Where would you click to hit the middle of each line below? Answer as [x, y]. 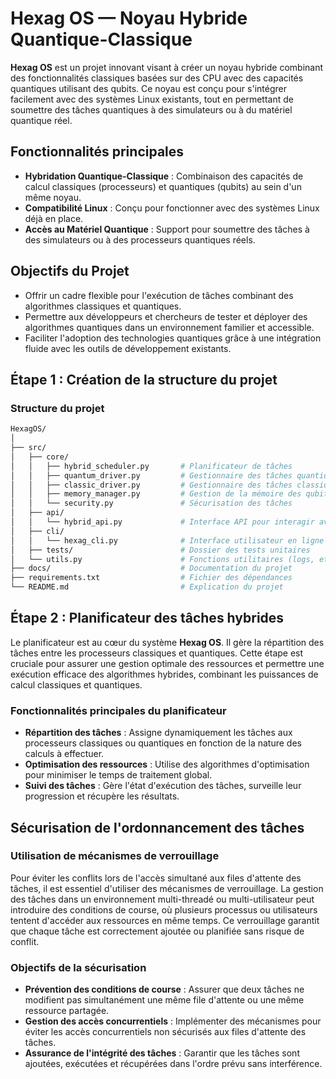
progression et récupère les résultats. [102, 796]
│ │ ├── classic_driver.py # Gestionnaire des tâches [151, 485]
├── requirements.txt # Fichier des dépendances [151, 578]
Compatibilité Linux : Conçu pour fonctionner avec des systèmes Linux [172, 208]
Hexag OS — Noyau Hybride [129, 18]
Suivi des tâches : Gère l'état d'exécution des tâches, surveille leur [163, 786]
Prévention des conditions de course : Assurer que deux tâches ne [164, 989]
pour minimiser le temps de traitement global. [118, 775]
